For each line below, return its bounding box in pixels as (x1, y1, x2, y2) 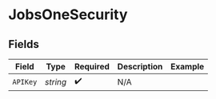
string (45, 76, 67, 87)
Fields (8, 38, 40, 51)
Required (74, 61, 110, 72)
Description (117, 61, 163, 72)
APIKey (12, 77, 38, 86)
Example (170, 61, 205, 72)
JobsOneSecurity (8, 6, 128, 24)
